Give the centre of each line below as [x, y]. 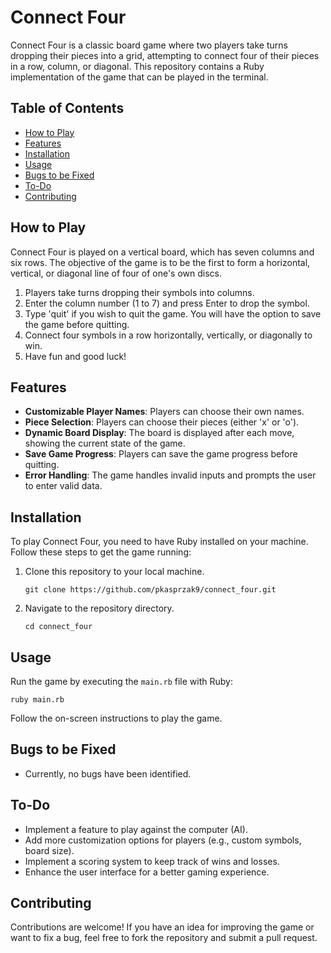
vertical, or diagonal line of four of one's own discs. [116, 273]
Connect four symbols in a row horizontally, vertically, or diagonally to [168, 335]
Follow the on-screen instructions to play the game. [116, 718]
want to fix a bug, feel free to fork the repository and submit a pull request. [164, 938]
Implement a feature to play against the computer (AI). [136, 829]
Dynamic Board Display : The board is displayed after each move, [159, 433]
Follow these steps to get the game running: [101, 552]
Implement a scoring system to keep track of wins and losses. [152, 861]
